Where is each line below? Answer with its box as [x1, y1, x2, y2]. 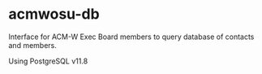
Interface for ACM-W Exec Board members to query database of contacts [8, 32, 255, 41]
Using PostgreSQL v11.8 [8, 56, 88, 66]
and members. [8, 40, 57, 50]
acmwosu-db [8, 5, 100, 24]
